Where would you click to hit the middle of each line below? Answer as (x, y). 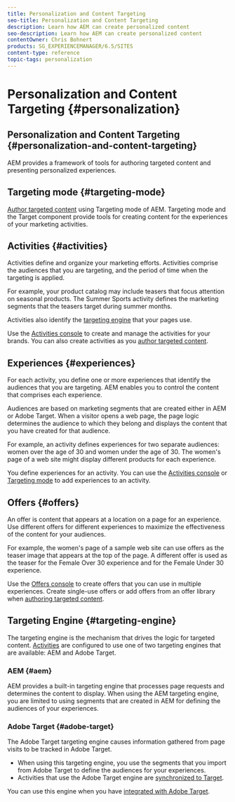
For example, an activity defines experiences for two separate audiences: (113, 445)
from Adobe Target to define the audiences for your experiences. (112, 770)
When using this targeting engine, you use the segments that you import (122, 763)
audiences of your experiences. (53, 709)
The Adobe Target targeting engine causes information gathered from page (116, 742)
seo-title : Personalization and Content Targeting (83, 20)
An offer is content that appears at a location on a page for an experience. (114, 519)
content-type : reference (43, 53)
